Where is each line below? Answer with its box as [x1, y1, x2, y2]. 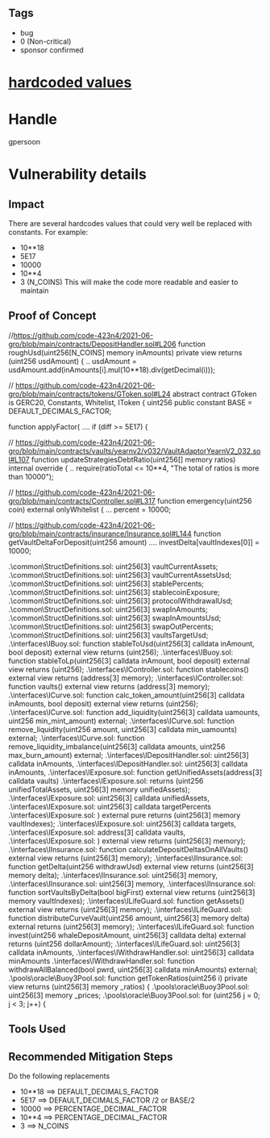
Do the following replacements [8, 1071, 110, 1081]
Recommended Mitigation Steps [8, 1049, 173, 1064]
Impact [8, 197, 44, 211]
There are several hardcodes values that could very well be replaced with [8, 218, 252, 228]
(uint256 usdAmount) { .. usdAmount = [8, 356, 137, 366]
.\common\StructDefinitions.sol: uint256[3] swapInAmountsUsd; [8, 613, 222, 622]
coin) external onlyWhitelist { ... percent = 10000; [8, 504, 172, 514]
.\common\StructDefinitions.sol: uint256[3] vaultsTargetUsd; [8, 630, 209, 640]
